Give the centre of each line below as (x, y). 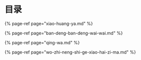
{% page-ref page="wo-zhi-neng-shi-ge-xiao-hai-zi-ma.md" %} (70, 52)
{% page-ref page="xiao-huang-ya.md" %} (49, 23)
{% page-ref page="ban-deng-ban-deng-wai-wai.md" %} (64, 33)
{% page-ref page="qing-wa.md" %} (42, 42)
